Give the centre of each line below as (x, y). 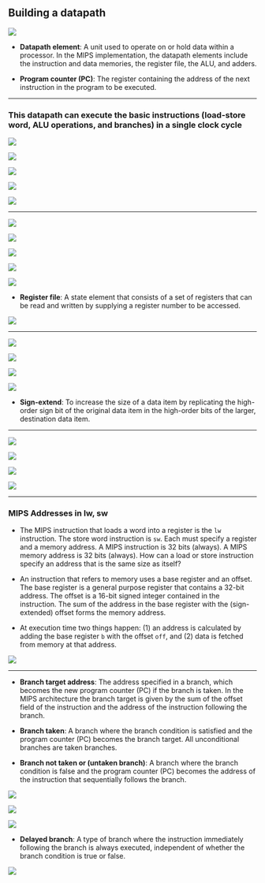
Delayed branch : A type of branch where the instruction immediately (131, 840)
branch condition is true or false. (73, 856)
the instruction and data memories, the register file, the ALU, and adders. (138, 63)
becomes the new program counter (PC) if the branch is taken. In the (131, 691)
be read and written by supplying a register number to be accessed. (130, 306)
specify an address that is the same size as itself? (100, 564)
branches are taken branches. (68, 747)
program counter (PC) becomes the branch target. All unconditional (129, 740)
